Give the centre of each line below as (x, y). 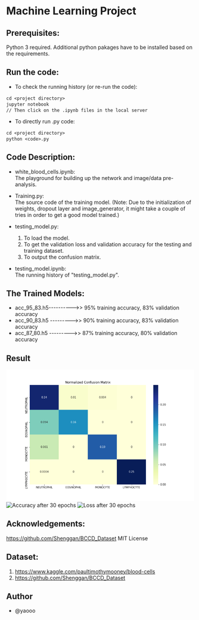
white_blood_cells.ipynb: (45, 172)
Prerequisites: (33, 33)
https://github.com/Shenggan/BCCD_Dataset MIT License (77, 538)
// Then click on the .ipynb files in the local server (77, 110)
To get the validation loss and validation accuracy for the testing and (108, 244)
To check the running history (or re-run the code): (76, 86)
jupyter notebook (28, 104)
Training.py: (29, 196)
